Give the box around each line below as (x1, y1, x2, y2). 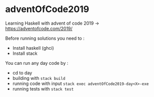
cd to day (12, 69, 33, 76)
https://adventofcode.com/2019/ (5, 25, 73, 31)
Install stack (12, 50, 38, 56)
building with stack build (12, 75, 65, 81)
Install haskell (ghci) (12, 45, 54, 51)
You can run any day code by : (5, 60, 68, 66)
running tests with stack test (12, 85, 74, 91)
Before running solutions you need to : (5, 35, 85, 41)
